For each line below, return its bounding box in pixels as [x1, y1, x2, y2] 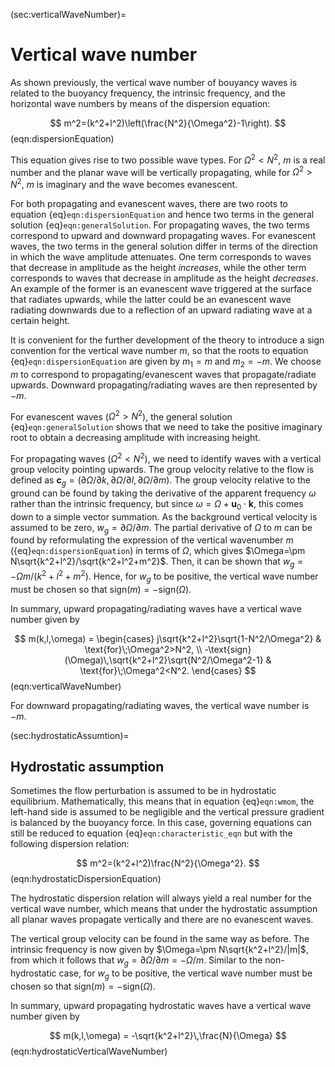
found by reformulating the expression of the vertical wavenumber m [10, 534, 294, 546]
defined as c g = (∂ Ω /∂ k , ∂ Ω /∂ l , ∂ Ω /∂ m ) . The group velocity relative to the [10, 474, 312, 488]
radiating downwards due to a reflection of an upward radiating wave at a [10, 304, 313, 316]
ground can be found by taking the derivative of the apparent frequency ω [10, 487, 317, 499]
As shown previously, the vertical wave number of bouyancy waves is [10, 76, 298, 88]
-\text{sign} [204, 643, 252, 655]
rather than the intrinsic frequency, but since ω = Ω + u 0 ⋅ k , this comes [10, 497, 304, 512]
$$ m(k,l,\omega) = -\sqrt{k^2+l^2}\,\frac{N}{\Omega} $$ [49, 1030, 287, 1042]
